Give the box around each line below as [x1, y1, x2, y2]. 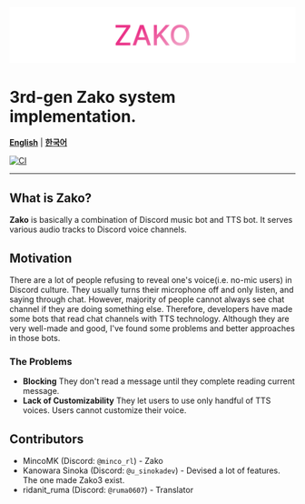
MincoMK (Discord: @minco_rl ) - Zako [22, 456, 163, 467]
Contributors [9, 431, 84, 447]
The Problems [9, 355, 73, 368]
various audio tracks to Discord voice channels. [9, 224, 188, 235]
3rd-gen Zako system [9, 86, 176, 107]
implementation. [9, 106, 137, 126]
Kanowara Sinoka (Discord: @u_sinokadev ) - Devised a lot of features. [22, 465, 281, 476]
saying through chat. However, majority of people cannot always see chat [9, 294, 285, 305]
